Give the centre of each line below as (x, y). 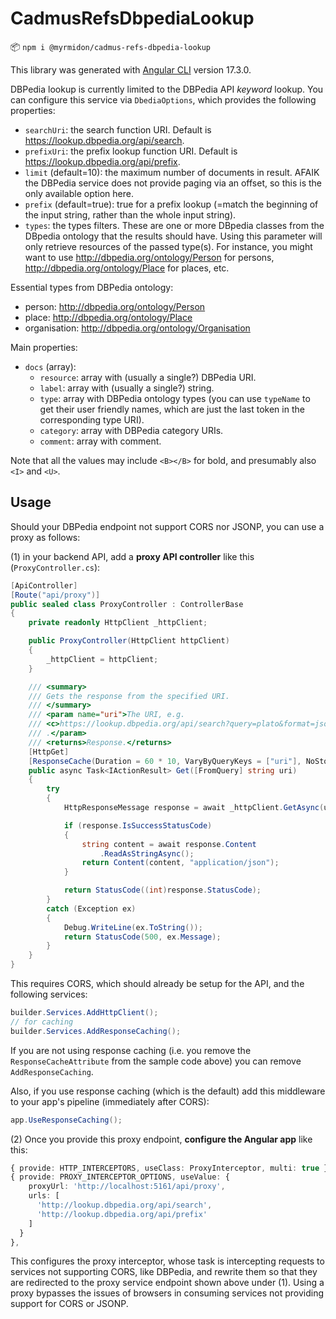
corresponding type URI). (92, 419)
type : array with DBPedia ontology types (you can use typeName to (175, 398)
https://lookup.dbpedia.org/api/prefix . (102, 161)
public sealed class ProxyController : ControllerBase (127, 604)
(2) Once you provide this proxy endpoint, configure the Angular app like (161, 1139)
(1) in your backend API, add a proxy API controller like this (132, 556)
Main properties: (44, 347)
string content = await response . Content (169, 844)
